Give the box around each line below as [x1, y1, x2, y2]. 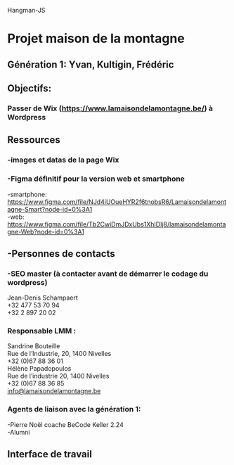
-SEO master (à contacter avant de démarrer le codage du [7, 269, 209, 279]
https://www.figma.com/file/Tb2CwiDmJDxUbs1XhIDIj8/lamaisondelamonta [7, 219, 226, 228]
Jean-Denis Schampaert [7, 293, 79, 302]
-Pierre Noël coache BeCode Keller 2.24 [7, 420, 124, 428]
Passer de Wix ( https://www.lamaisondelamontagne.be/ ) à [7, 103, 213, 113]
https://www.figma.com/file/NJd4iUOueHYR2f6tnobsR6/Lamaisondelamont [7, 197, 227, 206]
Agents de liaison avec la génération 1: [7, 405, 141, 414]
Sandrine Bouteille [7, 342, 60, 350]
